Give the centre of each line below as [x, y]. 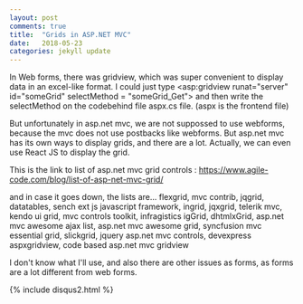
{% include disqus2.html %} [62, 290]
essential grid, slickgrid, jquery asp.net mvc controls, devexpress [130, 235]
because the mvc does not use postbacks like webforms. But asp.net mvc [147, 133]
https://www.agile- [233, 170]
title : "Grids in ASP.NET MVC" [70, 34]
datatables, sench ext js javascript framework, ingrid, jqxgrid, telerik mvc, [146, 207]
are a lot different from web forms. [73, 272]
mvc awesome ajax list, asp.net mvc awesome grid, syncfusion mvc [136, 226]
